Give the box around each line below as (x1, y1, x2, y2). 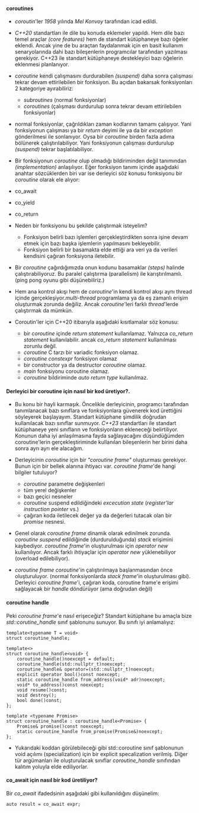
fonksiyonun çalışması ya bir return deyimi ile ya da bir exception (14, 127, 173, 134)
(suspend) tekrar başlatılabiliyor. (14, 146, 94, 153)
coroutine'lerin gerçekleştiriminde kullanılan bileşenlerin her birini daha (14, 439, 188, 446)
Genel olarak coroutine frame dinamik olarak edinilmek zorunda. (14, 530, 172, 537)
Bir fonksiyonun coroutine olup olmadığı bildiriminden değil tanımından (14, 157, 187, 164)
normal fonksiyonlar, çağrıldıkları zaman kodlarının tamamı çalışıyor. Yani (14, 120, 191, 127)
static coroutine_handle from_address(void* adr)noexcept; (17, 677, 166, 683)
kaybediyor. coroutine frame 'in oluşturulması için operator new (14, 543, 168, 550)
